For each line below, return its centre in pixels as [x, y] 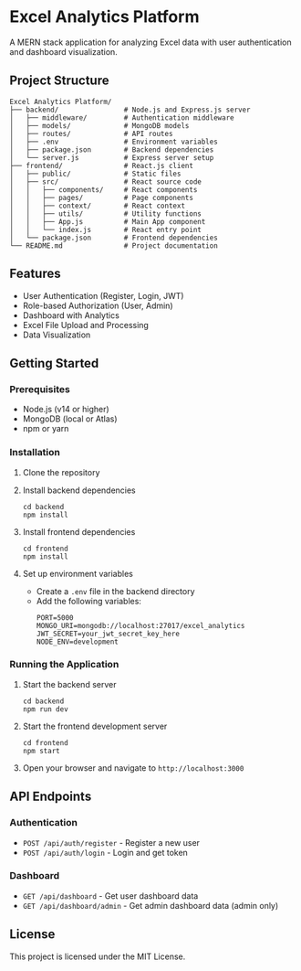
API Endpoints [51, 797]
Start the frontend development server [95, 726]
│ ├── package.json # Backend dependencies [112, 149]
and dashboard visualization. [64, 51]
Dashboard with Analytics [71, 315]
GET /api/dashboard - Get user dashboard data [110, 896]
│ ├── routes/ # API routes [91, 133]
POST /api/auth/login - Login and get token [105, 852]
